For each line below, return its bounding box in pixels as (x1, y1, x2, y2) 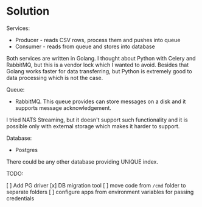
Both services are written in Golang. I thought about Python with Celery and (6, 54, 196, 62)
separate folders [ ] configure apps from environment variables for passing (6, 188, 194, 195)
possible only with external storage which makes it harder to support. (6, 122, 180, 129)
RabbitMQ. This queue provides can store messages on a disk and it (15, 98, 186, 105)
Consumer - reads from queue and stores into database (15, 43, 155, 50)
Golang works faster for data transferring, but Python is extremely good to (6, 67, 193, 74)
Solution (6, 4, 50, 18)
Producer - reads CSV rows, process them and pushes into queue (15, 36, 181, 43)
